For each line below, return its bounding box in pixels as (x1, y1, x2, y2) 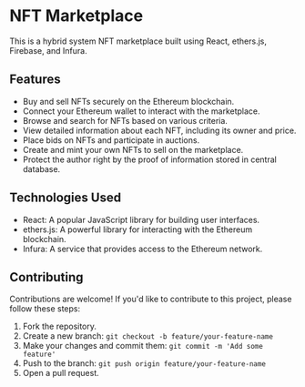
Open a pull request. (22, 368, 100, 379)
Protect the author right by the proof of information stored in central (22, 154, 278, 165)
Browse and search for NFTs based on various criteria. (22, 115, 228, 126)
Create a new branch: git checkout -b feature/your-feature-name (22, 331, 273, 341)
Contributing (9, 270, 84, 285)
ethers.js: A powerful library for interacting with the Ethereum (22, 224, 253, 235)
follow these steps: (9, 303, 80, 314)
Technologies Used (9, 190, 121, 206)
